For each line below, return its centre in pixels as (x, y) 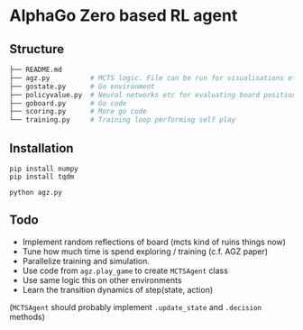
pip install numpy (44, 169)
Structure (37, 49)
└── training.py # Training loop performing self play (123, 120)
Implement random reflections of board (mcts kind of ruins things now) (154, 242)
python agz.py (36, 192)
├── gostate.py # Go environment (82, 87)
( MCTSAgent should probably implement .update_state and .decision (136, 307)
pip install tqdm (42, 177)
